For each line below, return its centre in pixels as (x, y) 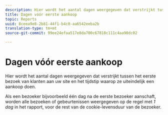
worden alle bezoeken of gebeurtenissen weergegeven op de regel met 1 (80, 101)
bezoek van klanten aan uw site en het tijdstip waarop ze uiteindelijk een (79, 81)
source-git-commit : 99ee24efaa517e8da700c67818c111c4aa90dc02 (71, 33)
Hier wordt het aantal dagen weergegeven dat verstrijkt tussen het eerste (80, 76)
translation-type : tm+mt (31, 28)
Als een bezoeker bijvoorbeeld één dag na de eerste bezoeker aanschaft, (81, 96)
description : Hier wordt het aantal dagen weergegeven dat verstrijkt (80, 10)
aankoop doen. (21, 86)
